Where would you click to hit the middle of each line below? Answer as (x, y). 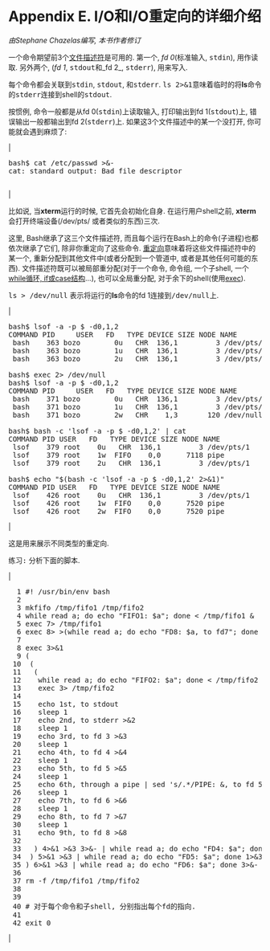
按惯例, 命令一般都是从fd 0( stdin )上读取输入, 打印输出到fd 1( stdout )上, (128, 111)
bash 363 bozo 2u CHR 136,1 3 (117, 359)
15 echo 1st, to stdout (65, 704)
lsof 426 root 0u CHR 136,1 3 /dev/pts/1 (131, 495)
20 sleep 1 (40, 744)
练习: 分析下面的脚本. (44, 560)
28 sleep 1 (40, 808)
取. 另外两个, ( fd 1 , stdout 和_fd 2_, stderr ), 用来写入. (98, 67)
